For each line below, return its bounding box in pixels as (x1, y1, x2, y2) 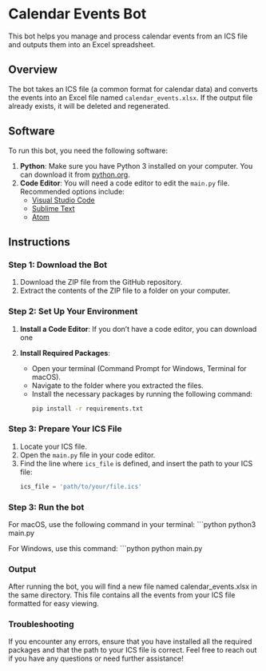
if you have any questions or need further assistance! (8, 653, 184, 664)
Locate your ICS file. (19, 441, 88, 451)
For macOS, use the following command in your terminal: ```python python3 (8, 519, 256, 529)
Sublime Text (31, 203, 75, 213)
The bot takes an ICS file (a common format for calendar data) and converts (8, 84, 258, 94)
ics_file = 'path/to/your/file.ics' (19, 482, 142, 490)
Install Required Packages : (19, 348, 110, 357)
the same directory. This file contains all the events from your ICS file (8, 590, 236, 600)
